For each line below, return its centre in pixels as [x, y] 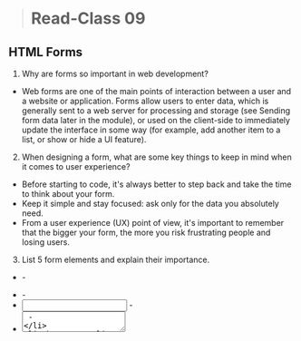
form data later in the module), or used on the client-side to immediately [156, 120]
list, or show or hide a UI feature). [84, 139]
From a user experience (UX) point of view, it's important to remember [153, 223]
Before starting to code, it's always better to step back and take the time [156, 184]
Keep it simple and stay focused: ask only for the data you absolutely [150, 204]
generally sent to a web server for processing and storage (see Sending [156, 111]
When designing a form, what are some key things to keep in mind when [156, 157]
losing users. [45, 242]
